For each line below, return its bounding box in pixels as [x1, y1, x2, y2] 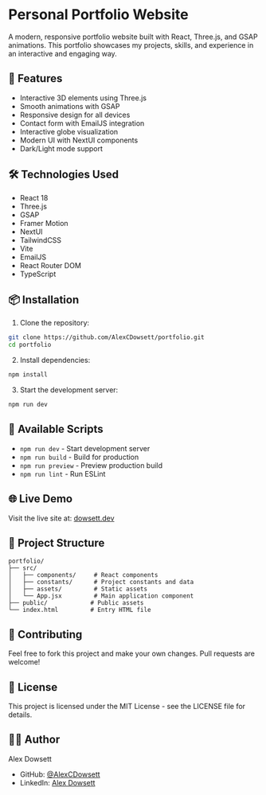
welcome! [8, 657, 41, 667]
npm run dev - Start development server [19, 443, 151, 453]
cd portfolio [8, 341, 52, 349]
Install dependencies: [19, 356, 91, 365]
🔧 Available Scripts [8, 423, 104, 436]
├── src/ [8, 564, 37, 572]
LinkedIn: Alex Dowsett [19, 777, 96, 787]
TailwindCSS [19, 235, 62, 244]
